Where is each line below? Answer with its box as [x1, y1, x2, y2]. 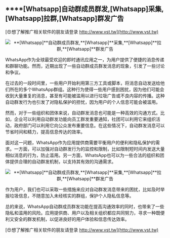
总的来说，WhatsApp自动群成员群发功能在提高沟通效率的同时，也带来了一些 [5, 203, 164, 209]
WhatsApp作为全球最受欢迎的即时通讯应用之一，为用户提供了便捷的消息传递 [5, 56, 164, 62]
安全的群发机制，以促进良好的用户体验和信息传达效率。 [14, 216, 130, 222]
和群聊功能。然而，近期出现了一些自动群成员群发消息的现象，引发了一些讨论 [5, 63, 165, 69]
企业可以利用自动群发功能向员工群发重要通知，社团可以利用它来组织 [14, 116, 156, 122]
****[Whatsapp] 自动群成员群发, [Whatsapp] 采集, [5, 5, 164, 14]
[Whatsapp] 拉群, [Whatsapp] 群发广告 [5, 14, 124, 23]
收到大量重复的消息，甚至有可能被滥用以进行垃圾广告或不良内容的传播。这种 [5, 93, 165, 99]
